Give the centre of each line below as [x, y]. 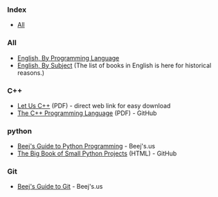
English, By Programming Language [68, 58]
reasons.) [31, 72]
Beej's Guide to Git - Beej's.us [60, 187]
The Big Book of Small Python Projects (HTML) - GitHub [97, 153]
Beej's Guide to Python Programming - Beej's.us [86, 146]
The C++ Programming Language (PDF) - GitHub [87, 113]
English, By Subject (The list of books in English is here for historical [114, 65]
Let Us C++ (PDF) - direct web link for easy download [94, 105]
